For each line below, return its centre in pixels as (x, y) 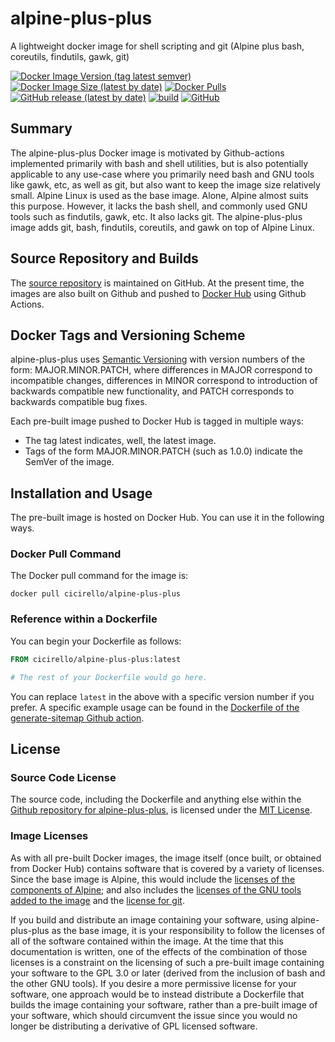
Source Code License (63, 777)
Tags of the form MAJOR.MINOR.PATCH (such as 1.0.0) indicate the (163, 451)
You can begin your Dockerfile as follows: (96, 641)
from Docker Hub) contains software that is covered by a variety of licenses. (167, 868)
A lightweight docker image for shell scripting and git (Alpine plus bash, (157, 46)
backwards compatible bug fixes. (79, 402)
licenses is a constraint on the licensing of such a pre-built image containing (167, 962)
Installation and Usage (81, 493)
